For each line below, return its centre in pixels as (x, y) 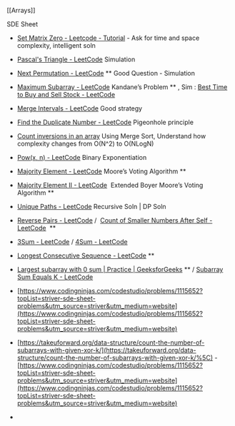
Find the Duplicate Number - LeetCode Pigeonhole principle (105, 122)
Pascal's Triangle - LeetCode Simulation (76, 59)
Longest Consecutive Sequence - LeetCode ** (86, 255)
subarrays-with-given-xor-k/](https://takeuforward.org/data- (107, 350)
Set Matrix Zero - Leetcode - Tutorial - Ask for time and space (108, 38)
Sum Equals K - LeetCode (55, 277)
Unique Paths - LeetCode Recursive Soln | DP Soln (91, 207)
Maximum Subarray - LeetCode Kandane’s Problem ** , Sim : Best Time (122, 87)
